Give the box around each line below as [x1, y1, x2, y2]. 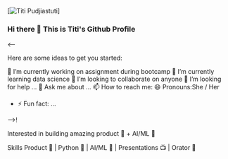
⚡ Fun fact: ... [17, 99, 56, 108]
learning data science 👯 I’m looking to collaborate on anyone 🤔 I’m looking [7, 75, 222, 84]
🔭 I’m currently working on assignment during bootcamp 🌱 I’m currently [7, 68, 215, 76]
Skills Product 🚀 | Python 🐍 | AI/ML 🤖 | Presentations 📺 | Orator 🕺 [7, 144, 196, 152]
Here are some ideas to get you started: [7, 53, 123, 63]
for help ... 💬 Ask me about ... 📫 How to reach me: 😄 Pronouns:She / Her [7, 83, 220, 91]
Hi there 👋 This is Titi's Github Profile [7, 24, 136, 34]
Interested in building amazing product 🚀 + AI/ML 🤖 [7, 129, 156, 138]
